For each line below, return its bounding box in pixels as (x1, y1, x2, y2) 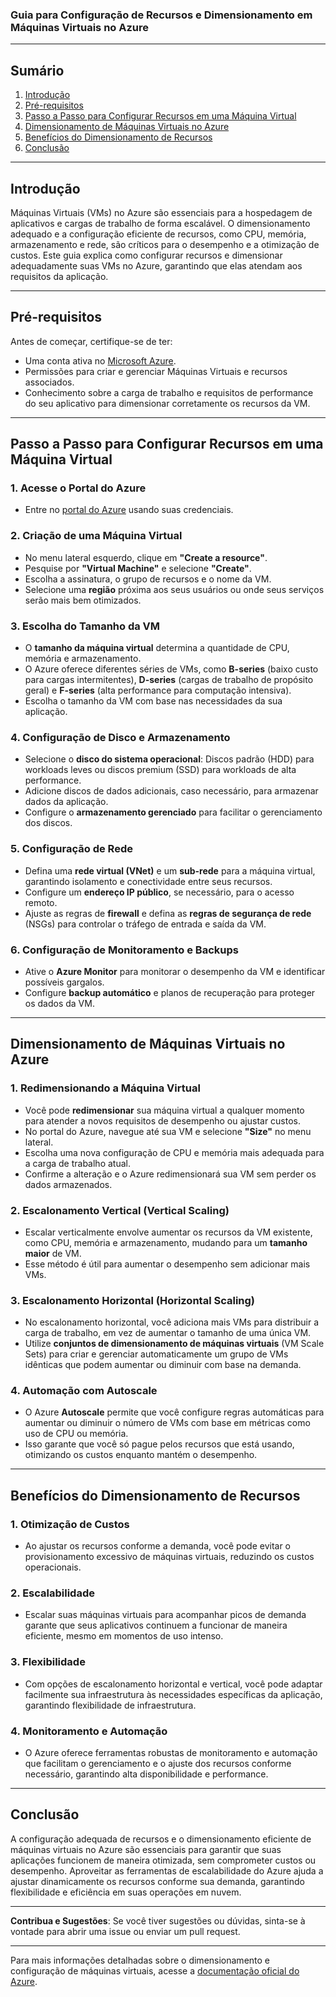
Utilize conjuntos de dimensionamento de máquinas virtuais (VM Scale (24, 1338, 325, 1350)
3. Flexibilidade (10, 1655, 86, 1669)
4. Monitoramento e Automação (10, 1724, 168, 1738)
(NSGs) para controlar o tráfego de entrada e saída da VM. (24, 918, 267, 930)
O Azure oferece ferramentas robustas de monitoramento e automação (24, 1747, 318, 1759)
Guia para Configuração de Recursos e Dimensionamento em (10, 8, 313, 22)
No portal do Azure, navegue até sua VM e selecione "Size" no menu (24, 1125, 312, 1137)
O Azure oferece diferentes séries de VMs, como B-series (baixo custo (24, 663, 319, 675)
